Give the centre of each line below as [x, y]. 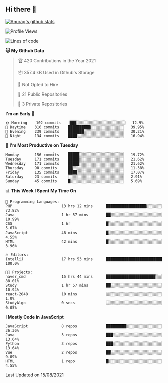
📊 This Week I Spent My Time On [41, 190]
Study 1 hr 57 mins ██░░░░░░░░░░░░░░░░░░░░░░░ [84, 285]
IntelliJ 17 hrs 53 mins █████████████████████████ [84, 259]
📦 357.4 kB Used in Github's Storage [56, 72]
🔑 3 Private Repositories [42, 104]
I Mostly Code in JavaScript [35, 317]
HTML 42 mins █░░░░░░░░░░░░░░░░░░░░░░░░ [84, 241]
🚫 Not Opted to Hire [38, 84]
